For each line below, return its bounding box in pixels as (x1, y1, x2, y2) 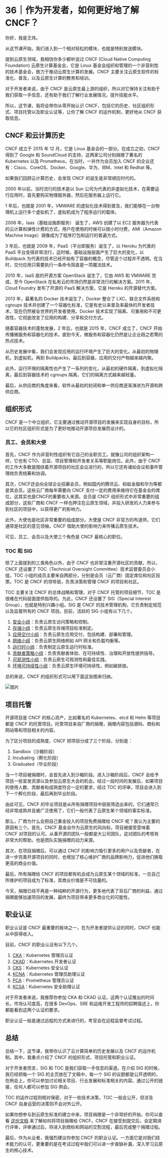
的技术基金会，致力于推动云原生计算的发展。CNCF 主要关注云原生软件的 (5, 68, 155, 74)
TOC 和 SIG (5, 547, 32, 554)
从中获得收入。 (5, 930, 36, 937)
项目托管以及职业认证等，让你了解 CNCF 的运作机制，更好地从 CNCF (13, 109, 156, 115)
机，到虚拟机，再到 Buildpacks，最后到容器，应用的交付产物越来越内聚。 (5, 355, 156, 361)
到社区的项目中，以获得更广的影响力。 (5, 506, 84, 512)
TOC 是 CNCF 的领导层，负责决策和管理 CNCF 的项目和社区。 (13, 579, 141, 585)
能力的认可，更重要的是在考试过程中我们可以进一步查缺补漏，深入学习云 (9, 1141, 158, 1147)
